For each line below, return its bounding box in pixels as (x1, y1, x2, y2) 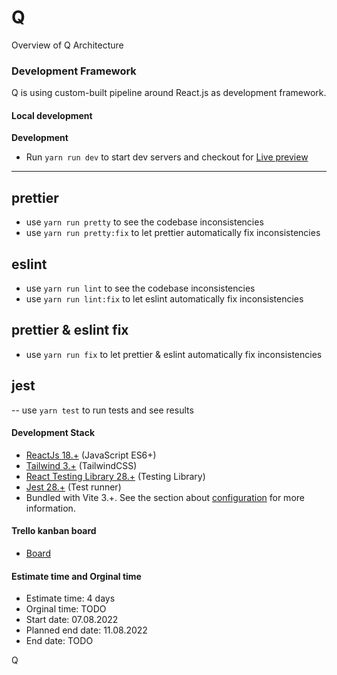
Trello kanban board (11, 525, 97, 537)
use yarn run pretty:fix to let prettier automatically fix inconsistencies (25, 227, 321, 239)
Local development (11, 109, 93, 121)
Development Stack (11, 427, 96, 439)
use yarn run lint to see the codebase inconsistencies (25, 282, 256, 295)
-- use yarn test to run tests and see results (11, 404, 194, 416)
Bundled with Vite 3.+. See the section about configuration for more (25, 491, 305, 503)
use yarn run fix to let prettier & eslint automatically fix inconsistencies (25, 348, 323, 360)
